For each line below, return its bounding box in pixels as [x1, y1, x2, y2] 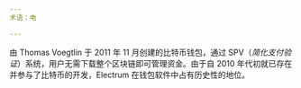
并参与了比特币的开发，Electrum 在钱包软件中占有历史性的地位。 [9, 69, 251, 80]
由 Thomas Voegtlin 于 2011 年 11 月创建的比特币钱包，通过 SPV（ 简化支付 [9, 47, 284, 57]
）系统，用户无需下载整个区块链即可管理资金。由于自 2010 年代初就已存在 [17, 57, 293, 68]
